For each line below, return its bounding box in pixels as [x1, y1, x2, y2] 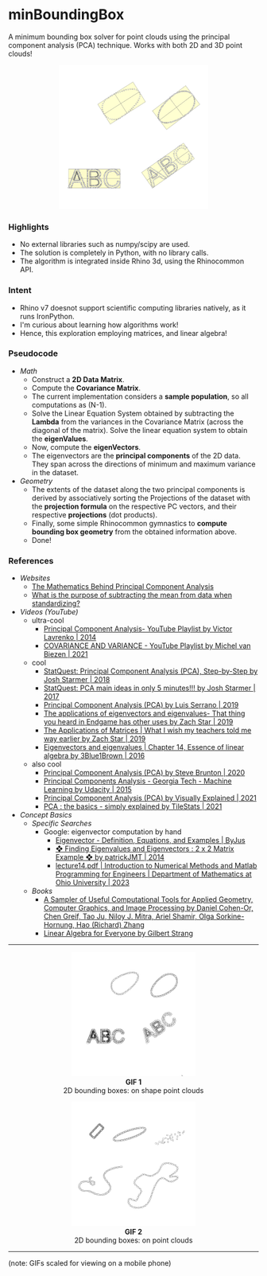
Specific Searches [31, 818, 92, 829]
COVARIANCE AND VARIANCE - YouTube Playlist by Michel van [43, 641, 252, 650]
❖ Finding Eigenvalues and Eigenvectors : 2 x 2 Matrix [55, 844, 234, 853]
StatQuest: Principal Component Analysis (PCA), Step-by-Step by [43, 666, 258, 676]
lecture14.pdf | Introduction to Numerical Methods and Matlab [55, 861, 257, 871]
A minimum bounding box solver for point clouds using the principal [8, 32, 230, 41]
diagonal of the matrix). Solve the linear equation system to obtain [31, 425, 248, 435]
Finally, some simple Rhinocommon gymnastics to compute [31, 518, 228, 528]
